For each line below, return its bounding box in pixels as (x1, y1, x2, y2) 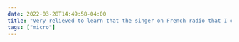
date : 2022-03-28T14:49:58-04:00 (7, 10, 107, 18)
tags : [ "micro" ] (7, 23, 55, 31)
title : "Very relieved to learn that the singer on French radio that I (7, 17, 228, 24)
